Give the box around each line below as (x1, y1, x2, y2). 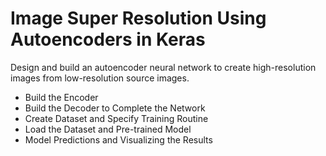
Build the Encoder (24, 91, 99, 103)
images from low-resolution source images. (10, 72, 190, 84)
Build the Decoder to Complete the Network (24, 102, 206, 114)
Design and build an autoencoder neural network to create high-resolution (10, 61, 317, 73)
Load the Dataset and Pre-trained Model (24, 123, 192, 135)
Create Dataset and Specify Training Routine (24, 112, 209, 124)
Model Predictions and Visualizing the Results (24, 133, 213, 146)
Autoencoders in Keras (10, 28, 206, 51)
